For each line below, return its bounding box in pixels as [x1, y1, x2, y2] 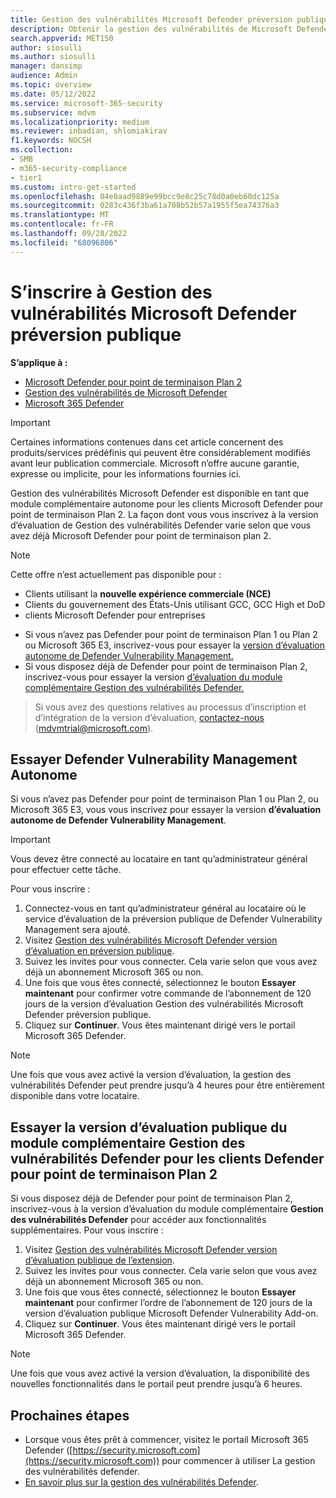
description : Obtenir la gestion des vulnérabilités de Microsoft [10, 24, 293, 34]
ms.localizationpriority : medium [10, 117, 150, 127]
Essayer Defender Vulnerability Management [10, 751, 298, 768]
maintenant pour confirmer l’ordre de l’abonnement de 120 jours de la [24, 1297, 313, 1309]
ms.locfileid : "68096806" [10, 237, 118, 248]
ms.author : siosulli [10, 52, 97, 62]
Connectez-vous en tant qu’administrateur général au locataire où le [24, 902, 307, 915]
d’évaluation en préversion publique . [24, 945, 175, 957]
